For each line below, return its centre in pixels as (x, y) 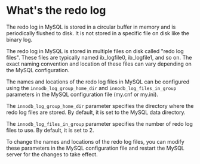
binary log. (19, 39)
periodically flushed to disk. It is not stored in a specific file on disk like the (98, 33)
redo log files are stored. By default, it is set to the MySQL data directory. (96, 112)
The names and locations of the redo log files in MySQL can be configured (98, 82)
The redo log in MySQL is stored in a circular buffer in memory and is (91, 27)
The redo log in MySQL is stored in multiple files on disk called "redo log (95, 51)
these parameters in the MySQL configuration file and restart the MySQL (96, 148)
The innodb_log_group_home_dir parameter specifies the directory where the (100, 106)
